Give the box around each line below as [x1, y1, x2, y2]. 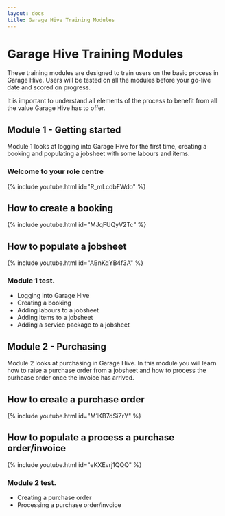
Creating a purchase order [16, 493, 92, 502]
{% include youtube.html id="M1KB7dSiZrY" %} [7, 412, 142, 420]
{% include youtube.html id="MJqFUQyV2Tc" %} [7, 221, 147, 229]
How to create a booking [7, 202, 114, 214]
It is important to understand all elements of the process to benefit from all [7, 97, 217, 105]
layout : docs [7, 10, 45, 17]
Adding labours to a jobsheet [16, 306, 99, 314]
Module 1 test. [7, 276, 55, 286]
